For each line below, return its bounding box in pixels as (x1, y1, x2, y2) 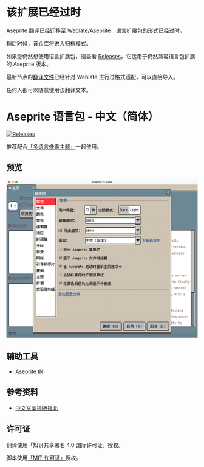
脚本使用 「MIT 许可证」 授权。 (6, 454, 82, 462)
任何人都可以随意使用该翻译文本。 (6, 86, 92, 93)
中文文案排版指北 (15, 404, 58, 412)
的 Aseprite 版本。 (6, 60, 52, 68)
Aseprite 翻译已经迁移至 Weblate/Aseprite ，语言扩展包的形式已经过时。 (6, 27, 185, 34)
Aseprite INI (15, 368, 45, 375)
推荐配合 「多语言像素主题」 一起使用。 (6, 142, 102, 150)
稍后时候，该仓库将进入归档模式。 (6, 40, 92, 47)
